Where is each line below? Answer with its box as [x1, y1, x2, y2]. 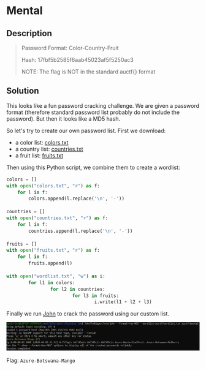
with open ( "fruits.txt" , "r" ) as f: [6, 247, 100, 254]
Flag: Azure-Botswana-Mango [6, 357, 75, 364]
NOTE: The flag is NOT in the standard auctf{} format [21, 68, 156, 75]
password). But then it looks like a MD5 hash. [6, 115, 121, 123]
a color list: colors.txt [15, 138, 69, 146]
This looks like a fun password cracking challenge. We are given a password [6, 102, 199, 109]
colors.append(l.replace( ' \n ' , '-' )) [28, 195, 124, 202]
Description [6, 28, 52, 39]
